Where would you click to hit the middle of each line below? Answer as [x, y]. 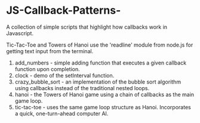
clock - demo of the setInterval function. [64, 75]
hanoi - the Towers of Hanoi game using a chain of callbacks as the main [104, 94]
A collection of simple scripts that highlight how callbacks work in [87, 27]
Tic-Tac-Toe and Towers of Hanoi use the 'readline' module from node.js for [100, 45]
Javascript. [20, 33]
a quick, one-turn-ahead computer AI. [61, 113]
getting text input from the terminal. [50, 51]
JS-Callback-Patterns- [64, 10]
